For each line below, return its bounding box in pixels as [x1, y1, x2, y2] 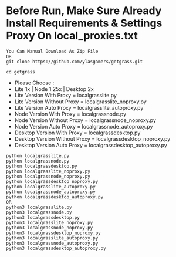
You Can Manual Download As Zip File [6, 48, 99, 54]
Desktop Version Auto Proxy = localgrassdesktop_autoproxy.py [14, 141, 167, 148]
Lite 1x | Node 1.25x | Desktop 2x [14, 85, 94, 92]
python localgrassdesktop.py [6, 163, 77, 169]
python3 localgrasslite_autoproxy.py [6, 235, 99, 241]
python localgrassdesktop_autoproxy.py [6, 194, 104, 200]
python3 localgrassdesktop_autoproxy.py [6, 245, 107, 251]
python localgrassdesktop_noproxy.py [6, 178, 99, 184]
